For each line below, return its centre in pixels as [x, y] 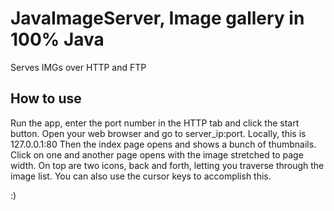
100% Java [57, 39]
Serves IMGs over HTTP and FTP [78, 67]
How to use [46, 98]
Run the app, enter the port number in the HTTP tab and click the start [155, 123]
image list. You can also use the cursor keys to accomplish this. [141, 176]
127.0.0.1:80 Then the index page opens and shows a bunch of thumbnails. [163, 144]
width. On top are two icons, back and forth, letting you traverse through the [167, 165]
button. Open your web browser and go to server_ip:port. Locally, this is [158, 133]
